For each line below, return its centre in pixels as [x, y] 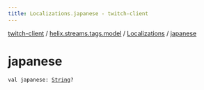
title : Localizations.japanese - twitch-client [78, 13]
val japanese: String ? [41, 80]
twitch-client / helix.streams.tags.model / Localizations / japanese [102, 33]
